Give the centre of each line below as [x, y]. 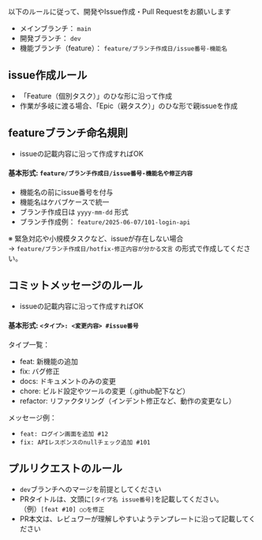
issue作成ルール [48, 75]
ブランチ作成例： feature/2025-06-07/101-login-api [105, 221]
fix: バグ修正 [39, 371]
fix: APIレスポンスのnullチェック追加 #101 [85, 442]
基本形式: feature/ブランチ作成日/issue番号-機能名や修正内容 [101, 173]
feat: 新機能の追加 [49, 361]
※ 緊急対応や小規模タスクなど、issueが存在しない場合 [96, 238]
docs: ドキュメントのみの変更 [68, 381]
